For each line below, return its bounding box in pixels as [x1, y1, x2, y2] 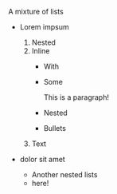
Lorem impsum [19, 22, 69, 31]
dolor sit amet [19, 155, 65, 164]
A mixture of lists [8, 7, 64, 16]
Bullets [43, 124, 66, 133]
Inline [31, 46, 50, 55]
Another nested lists [31, 170, 98, 179]
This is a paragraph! [43, 93, 110, 102]
